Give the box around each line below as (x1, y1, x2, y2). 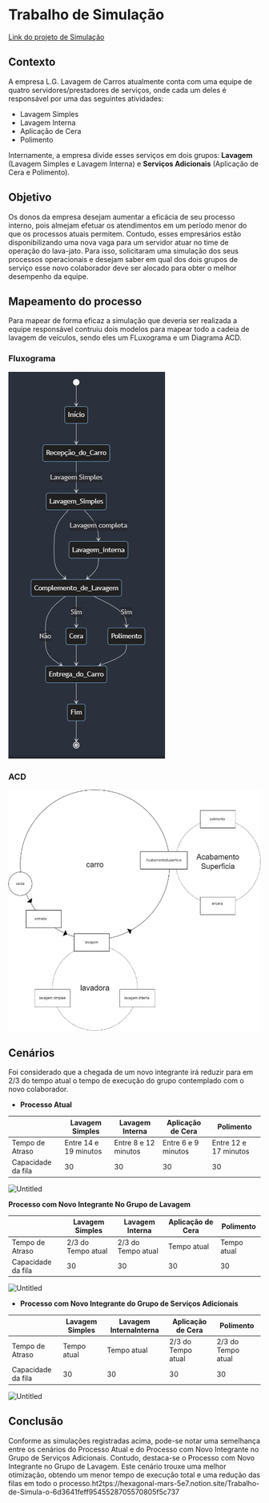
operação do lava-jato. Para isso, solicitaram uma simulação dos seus (8, 246, 239, 256)
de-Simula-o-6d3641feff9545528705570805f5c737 (8, 1487, 180, 1497)
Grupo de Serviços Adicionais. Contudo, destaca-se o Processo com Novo (8, 1452, 255, 1462)
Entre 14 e (64, 1138, 99, 1148)
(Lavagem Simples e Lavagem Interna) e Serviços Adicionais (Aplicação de (8, 159, 259, 168)
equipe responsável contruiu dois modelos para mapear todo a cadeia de (8, 325, 250, 334)
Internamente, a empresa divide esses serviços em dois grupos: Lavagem (8, 150, 253, 160)
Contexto (8, 55, 56, 69)
